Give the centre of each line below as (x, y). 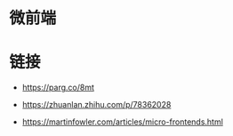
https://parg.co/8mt (58, 88)
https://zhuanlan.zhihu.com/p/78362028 (96, 105)
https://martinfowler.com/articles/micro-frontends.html (123, 122)
